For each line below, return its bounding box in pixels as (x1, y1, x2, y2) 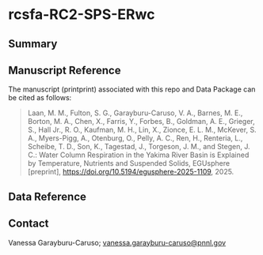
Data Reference (8, 189, 87, 203)
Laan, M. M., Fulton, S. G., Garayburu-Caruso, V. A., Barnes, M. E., (27, 108, 243, 118)
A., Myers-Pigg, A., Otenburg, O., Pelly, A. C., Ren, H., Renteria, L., (27, 133, 243, 143)
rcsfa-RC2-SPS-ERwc (8, 6, 155, 24)
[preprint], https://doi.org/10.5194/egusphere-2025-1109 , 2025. (27, 167, 234, 177)
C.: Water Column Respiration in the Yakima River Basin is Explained (27, 150, 250, 159)
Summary (8, 37, 58, 51)
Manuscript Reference (8, 63, 121, 77)
